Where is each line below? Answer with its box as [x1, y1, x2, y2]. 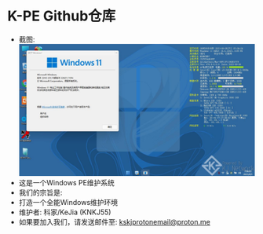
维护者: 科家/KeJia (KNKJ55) [18, 207, 111, 217]
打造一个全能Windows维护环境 [18, 198, 119, 207]
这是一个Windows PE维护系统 [18, 178, 115, 188]
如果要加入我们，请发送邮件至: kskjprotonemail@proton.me [18, 218, 211, 227]
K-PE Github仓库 [7, 7, 116, 25]
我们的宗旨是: [18, 188, 63, 197]
